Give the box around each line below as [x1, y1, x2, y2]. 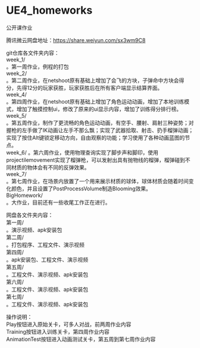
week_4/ [6, 90, 27, 98]
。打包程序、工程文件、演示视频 [6, 241, 85, 248]
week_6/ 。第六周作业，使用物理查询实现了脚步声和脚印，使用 [6, 149, 159, 156]
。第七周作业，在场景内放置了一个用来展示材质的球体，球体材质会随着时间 [6, 177, 189, 184]
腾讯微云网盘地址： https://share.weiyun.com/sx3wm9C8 [6, 36, 146, 43]
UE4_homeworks [6, 4, 93, 17]
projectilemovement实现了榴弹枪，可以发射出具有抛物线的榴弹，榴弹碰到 [6, 156, 186, 164]
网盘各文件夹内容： [6, 211, 54, 218]
